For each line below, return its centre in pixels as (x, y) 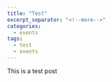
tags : (15, 39)
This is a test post (32, 71)
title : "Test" (27, 13)
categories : (24, 26)
